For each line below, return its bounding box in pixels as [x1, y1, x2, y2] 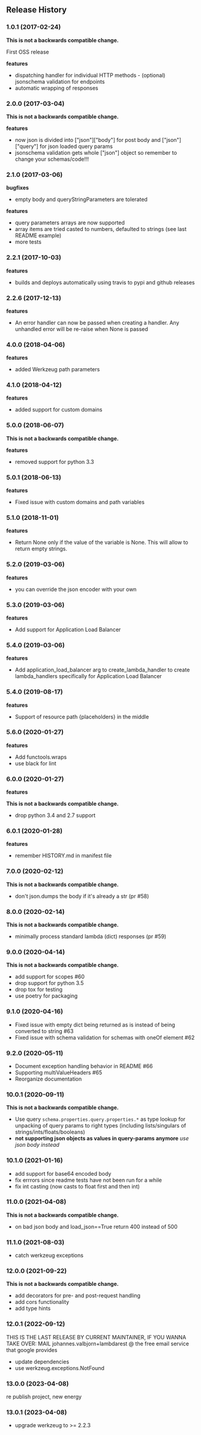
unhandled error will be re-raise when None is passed [14, 325, 148, 333]
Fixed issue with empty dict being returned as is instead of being [14, 1021, 175, 1028]
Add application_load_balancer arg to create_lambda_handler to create [14, 666, 190, 673]
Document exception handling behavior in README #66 [14, 1062, 153, 1070]
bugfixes [6, 184, 29, 191]
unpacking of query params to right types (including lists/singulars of [14, 1122, 187, 1129]
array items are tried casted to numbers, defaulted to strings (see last [14, 226, 187, 233]
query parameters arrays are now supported [14, 219, 125, 226]
